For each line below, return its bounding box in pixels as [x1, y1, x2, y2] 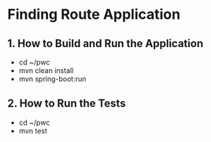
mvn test [18, 126, 48, 135]
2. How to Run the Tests [7, 96, 127, 111]
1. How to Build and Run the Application [7, 37, 204, 50]
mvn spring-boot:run [18, 75, 87, 83]
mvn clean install [18, 66, 74, 75]
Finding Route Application [7, 5, 181, 24]
